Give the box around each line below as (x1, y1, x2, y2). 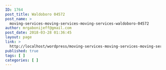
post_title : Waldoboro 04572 (5, 12, 65, 17)
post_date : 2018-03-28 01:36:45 (5, 30, 72, 35)
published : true (5, 48, 39, 53)
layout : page (5, 35, 32, 40)
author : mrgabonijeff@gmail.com (5, 26, 72, 31)
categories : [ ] (5, 58, 39, 63)
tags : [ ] (5, 53, 26, 58)
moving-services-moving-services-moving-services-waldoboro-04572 (9, 21, 149, 26)
